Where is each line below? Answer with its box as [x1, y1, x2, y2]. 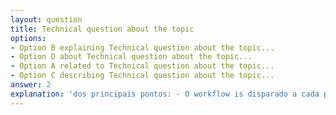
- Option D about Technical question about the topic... [10, 52, 253, 62]
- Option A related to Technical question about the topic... [10, 61, 275, 71]
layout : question [10, 14, 83, 25]
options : [10, 33, 47, 43]
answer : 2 [10, 80, 52, 90]
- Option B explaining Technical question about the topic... [10, 42, 275, 53]
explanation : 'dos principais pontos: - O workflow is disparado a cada [10, 89, 320, 99]
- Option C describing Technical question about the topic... [10, 71, 275, 81]
